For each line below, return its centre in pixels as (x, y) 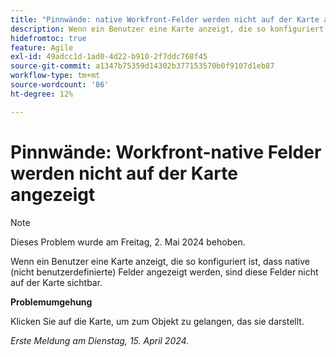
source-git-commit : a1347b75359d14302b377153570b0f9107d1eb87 (142, 66)
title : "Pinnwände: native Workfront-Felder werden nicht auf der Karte (165, 19)
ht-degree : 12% (42, 94)
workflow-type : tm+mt (55, 76)
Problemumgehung (51, 302)
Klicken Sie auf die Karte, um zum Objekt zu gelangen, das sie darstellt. (157, 321)
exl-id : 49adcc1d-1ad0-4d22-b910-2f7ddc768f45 (109, 57)
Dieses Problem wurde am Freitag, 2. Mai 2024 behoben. (128, 242)
